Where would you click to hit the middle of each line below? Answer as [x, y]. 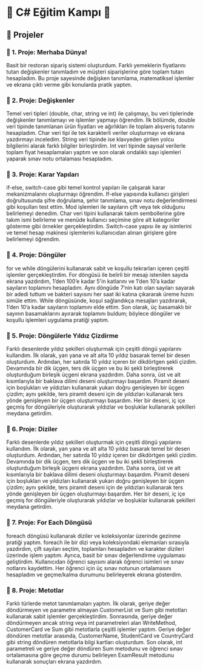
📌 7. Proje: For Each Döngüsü [49, 523]
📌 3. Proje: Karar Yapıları [43, 174]
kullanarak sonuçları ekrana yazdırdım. [55, 661]
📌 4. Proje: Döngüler [36, 255]
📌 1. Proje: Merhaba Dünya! [47, 52]
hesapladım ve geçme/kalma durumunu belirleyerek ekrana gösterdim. [95, 574]
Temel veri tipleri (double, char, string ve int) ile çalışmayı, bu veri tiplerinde [100, 114]
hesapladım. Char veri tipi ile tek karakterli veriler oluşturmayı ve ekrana [95, 133]
